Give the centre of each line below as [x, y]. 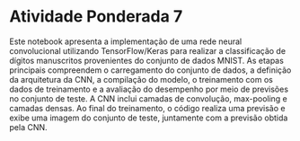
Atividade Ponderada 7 [96, 17]
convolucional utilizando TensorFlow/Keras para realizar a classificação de [147, 50]
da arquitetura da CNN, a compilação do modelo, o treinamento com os [141, 79]
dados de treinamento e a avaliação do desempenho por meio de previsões [149, 89]
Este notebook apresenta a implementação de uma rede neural [126, 41]
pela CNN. [28, 127]
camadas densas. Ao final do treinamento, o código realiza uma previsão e [147, 108]
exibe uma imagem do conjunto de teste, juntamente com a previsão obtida [149, 118]
